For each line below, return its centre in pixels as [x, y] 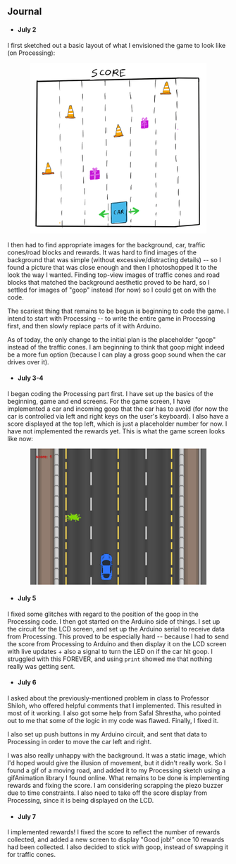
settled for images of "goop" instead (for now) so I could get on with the [112, 290]
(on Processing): [31, 53]
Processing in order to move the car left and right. [80, 742]
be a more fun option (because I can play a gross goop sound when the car [117, 354]
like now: [20, 439]
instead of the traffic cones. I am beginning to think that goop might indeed [116, 347]
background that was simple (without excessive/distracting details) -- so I [114, 259]
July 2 [27, 29]
